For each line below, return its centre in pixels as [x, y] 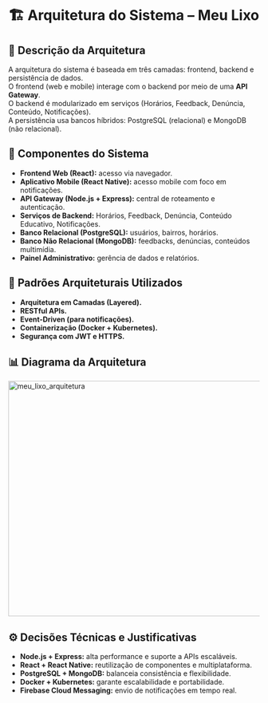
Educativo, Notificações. [60, 223]
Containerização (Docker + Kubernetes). [89, 327]
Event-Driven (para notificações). [77, 319]
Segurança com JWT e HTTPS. [72, 336]
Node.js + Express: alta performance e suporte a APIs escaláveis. [128, 657]
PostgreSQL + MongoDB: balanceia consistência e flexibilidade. [125, 673]
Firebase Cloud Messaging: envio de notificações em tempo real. [128, 690]
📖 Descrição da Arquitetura [77, 50]
